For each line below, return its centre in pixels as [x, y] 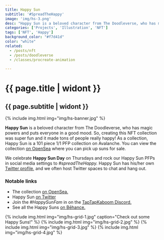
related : [14, 46]
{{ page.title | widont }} [53, 88]
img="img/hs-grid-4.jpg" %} [34, 233]
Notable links [21, 181]
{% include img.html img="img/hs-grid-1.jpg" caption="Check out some [77, 217]
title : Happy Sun [23, 10]
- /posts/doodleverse [31, 55]
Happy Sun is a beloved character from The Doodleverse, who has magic [79, 128]
